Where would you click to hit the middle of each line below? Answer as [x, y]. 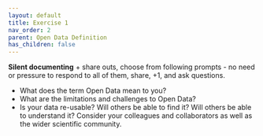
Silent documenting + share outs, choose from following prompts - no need [132, 67]
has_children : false [42, 45]
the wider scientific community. [70, 124]
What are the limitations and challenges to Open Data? [108, 99]
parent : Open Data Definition [58, 37]
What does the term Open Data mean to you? [93, 90]
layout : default [35, 15]
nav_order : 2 [30, 30]
